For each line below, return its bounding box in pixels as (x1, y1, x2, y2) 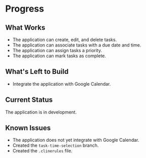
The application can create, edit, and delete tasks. (12, 36, 117, 43)
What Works (5, 23, 45, 32)
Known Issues (5, 124, 51, 132)
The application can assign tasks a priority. (12, 48, 103, 53)
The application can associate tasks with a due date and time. (12, 42, 141, 48)
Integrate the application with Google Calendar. (12, 81, 111, 87)
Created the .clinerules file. (12, 148, 73, 154)
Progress (5, 3, 44, 15)
